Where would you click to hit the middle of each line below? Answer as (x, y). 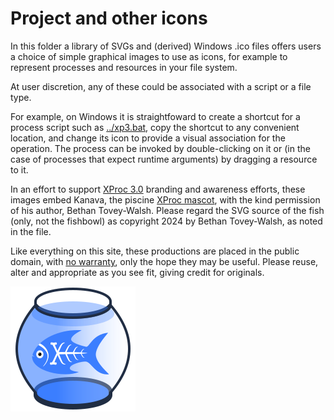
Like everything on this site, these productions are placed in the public (155, 251)
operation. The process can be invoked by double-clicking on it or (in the (160, 148)
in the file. (31, 231)
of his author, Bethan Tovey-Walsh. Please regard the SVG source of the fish (167, 210)
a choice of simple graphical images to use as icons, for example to (149, 56)
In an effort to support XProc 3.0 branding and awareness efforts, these (158, 189)
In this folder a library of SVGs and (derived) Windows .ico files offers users (166, 46)
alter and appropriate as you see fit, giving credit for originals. (137, 272)
